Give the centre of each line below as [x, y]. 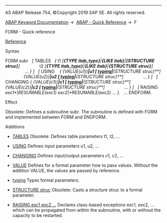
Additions [15, 127]
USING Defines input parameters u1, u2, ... [56, 146]
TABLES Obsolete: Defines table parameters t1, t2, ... [66, 136]
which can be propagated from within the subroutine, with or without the [86, 210]
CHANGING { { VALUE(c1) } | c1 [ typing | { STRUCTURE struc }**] [68, 82]
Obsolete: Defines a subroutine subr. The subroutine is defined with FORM [81, 112]
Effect [11, 102]
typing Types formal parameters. [46, 180]
